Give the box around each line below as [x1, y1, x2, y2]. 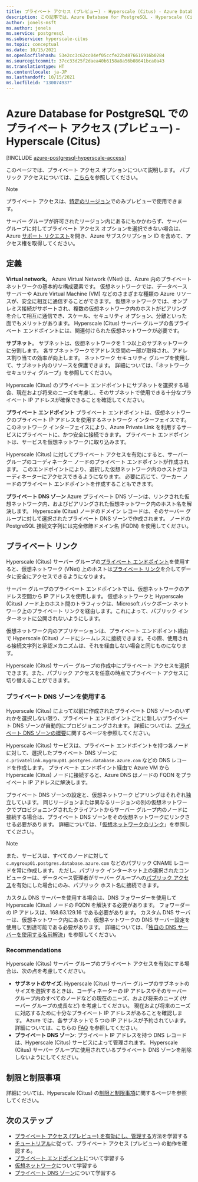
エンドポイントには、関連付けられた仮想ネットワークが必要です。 [22, 327, 183, 334]
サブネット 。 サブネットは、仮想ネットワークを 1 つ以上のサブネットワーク [6, 340, 189, 347]
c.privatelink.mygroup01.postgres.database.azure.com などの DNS [6, 756, 170, 763]
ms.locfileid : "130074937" [6, 80, 72, 86]
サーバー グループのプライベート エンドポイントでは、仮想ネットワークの [6, 585, 184, 592]
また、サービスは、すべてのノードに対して [6, 852, 109, 859]
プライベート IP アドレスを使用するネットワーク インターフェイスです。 [16, 416, 190, 423]
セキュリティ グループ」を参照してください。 [6, 369, 115, 376]
